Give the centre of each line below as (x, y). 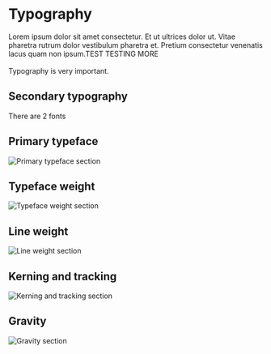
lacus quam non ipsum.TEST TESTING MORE (84, 53)
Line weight (38, 231)
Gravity (28, 321)
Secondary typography (68, 97)
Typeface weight (52, 186)
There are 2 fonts (37, 116)
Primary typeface (53, 141)
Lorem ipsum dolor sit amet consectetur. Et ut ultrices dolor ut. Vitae (122, 36)
